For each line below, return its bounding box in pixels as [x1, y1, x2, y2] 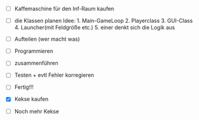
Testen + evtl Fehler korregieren [14, 71, 95, 79]
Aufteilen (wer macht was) [14, 35, 80, 43]
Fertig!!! [14, 83, 34, 91]
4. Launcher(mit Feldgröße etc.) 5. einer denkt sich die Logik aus [14, 24, 175, 31]
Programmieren [14, 47, 54, 55]
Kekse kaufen [14, 95, 49, 103]
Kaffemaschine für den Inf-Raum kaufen [14, 5, 115, 12]
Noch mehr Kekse [14, 107, 60, 115]
